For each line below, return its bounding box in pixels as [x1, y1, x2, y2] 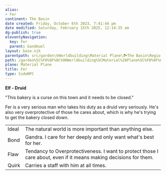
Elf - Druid [5, 85, 27, 91]
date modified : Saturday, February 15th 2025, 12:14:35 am [5, 26, 129, 31]
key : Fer [9, 39, 28, 44]
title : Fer [5, 67, 28, 72]
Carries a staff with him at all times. [25, 162, 107, 169]
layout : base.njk [5, 48, 41, 53]
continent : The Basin [5, 16, 50, 21]
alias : [5, 7, 19, 12]
